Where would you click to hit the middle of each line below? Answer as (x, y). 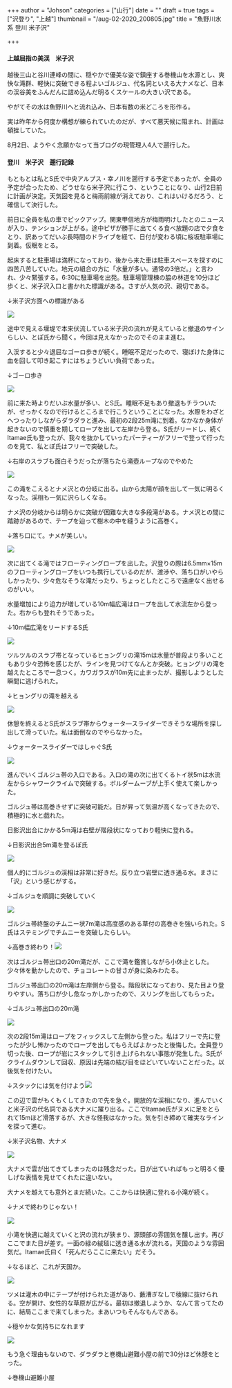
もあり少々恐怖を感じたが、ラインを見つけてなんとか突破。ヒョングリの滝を (116, 664)
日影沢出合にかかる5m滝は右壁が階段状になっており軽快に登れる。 (102, 830)
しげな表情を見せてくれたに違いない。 (61, 1177)
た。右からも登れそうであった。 (52, 613)
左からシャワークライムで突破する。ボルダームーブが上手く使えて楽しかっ (113, 783)
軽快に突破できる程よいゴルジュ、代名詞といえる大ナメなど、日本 (130, 84)
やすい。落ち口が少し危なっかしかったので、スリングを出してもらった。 (116, 994)
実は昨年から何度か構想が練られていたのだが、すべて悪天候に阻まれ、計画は (116, 122)
